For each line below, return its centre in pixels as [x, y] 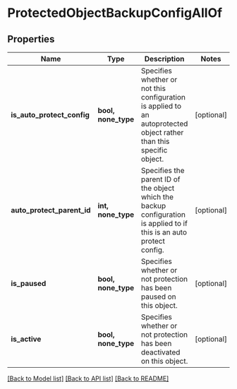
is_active [26, 339]
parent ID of [160, 179]
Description [164, 59]
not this [153, 88]
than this [155, 141]
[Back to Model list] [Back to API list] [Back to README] [88, 378]
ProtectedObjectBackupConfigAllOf [115, 13]
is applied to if [164, 223]
